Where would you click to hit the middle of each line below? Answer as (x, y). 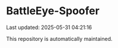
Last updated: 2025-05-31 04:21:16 (49, 27)
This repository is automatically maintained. (59, 39)
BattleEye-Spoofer (53, 11)
